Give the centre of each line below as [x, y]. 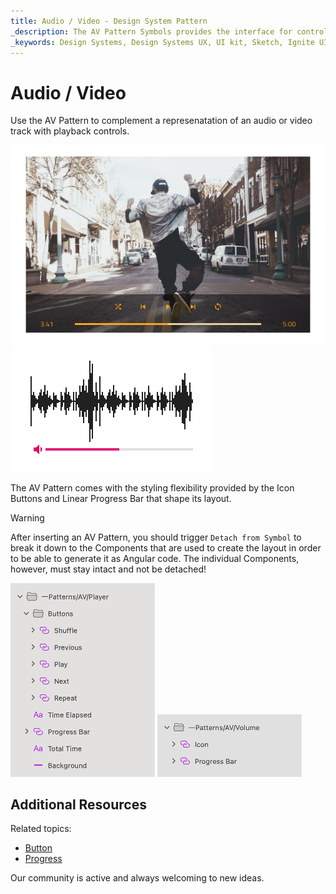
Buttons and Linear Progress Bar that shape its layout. [121, 498]
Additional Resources [78, 804]
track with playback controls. [70, 131]
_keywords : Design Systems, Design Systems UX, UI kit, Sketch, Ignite [162, 42]
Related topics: [41, 829]
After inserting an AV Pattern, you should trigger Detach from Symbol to [156, 537]
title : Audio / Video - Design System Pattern [109, 21]
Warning [27, 517]
